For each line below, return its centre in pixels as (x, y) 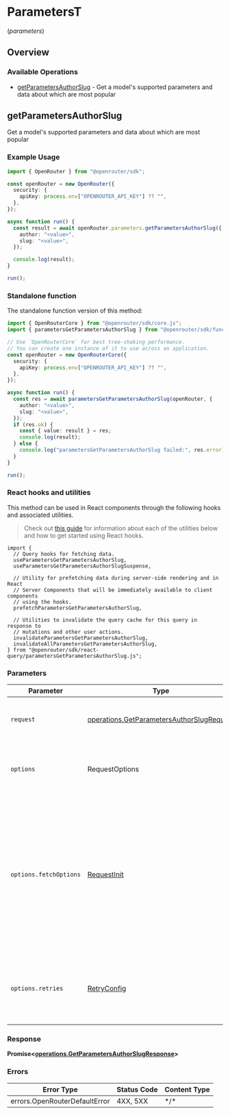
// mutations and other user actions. (69, 632)
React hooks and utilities (49, 493)
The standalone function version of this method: (75, 311)
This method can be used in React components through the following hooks (114, 507)
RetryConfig (107, 989)
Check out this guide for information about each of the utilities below (120, 528)
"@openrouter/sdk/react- (64, 650)
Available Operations (43, 72)
